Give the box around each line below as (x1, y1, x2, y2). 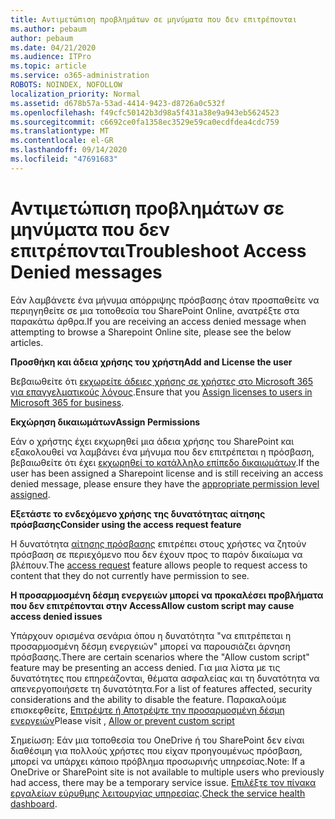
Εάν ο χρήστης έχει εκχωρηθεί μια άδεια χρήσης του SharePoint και (10, 435, 295, 447)
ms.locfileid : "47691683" (10, 154, 118, 164)
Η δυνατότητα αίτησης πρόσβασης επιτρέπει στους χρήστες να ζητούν (10, 537, 307, 550)
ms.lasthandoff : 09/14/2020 (10, 145, 128, 155)
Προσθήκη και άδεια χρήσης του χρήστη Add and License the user (10, 356, 293, 368)
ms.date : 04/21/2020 (10, 42, 97, 53)
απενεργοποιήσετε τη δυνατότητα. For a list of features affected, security (10, 682, 313, 695)
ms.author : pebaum (10, 24, 87, 34)
